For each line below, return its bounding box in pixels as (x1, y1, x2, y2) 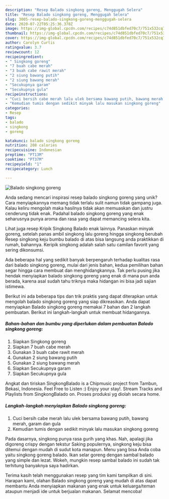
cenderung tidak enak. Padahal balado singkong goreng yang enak (5, 210, 144, 217)
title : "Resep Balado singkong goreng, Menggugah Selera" (5, 12, 129, 17)
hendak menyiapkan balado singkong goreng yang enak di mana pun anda (5, 272, 160, 278)
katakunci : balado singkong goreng (5, 138, 80, 144)
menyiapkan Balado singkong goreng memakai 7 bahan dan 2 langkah (5, 304, 151, 310)
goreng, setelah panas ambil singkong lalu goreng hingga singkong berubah (5, 231, 163, 237)
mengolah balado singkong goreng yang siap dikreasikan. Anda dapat (5, 298, 150, 305)
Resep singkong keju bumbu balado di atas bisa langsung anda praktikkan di (5, 236, 164, 242)
